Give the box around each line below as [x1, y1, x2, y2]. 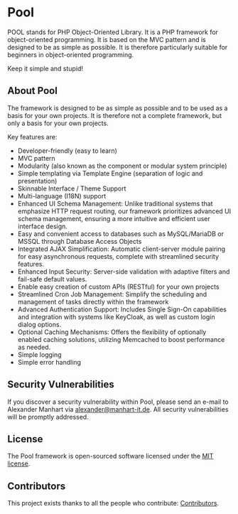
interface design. [17, 222, 67, 230]
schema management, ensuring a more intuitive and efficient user [17, 214, 211, 223]
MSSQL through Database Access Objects [17, 237, 142, 245]
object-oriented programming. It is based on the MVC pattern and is [7, 35, 206, 43]
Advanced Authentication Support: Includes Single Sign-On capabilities [17, 305, 227, 314]
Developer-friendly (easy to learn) [17, 146, 117, 155]
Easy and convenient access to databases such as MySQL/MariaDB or [17, 229, 224, 238]
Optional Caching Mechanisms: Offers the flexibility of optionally [17, 328, 207, 336]
